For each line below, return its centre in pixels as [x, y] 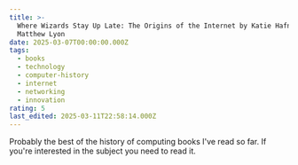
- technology [41, 67]
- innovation [41, 100]
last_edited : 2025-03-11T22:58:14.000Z [83, 116]
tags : [19, 51]
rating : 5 [27, 108]
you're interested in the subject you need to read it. [103, 151]
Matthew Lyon [41, 34]
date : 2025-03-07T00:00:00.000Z [69, 42]
